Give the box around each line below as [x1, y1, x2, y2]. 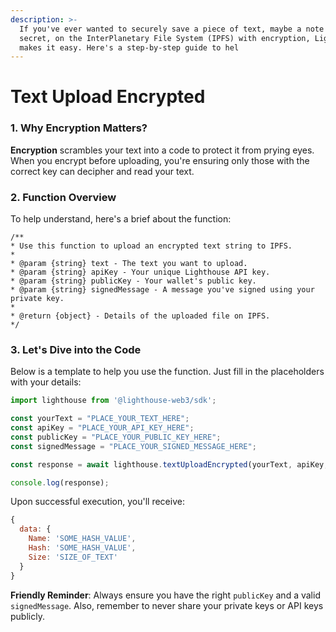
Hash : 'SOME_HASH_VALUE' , [28, 543, 137, 553]
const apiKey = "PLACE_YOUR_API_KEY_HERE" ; [10, 423, 195, 433]
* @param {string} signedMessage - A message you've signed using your [10, 285, 315, 295]
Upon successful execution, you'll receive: [10, 496, 185, 508]
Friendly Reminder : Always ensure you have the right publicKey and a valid [10, 589, 321, 601]
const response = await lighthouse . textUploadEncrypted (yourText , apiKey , [10, 459, 329, 470]
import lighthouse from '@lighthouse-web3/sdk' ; [10, 396, 217, 406]
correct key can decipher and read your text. [10, 165, 195, 177]
